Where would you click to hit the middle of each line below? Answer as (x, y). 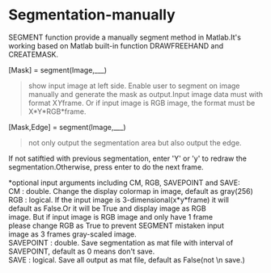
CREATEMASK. (34, 54)
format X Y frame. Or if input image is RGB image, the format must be (142, 103)
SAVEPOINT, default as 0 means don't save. (82, 251)
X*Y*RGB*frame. (57, 111)
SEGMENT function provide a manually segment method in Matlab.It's (125, 37)
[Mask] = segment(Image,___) (58, 69)
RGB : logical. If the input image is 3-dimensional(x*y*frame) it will (119, 199)
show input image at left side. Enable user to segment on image (134, 86)
